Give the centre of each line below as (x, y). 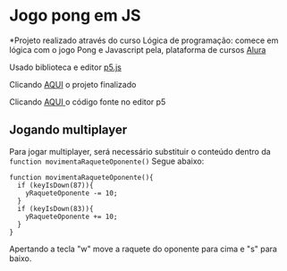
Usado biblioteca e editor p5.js (66, 67)
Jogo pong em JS (75, 16)
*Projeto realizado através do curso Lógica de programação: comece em (144, 40)
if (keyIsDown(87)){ (55, 185)
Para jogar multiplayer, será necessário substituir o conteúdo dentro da (140, 151)
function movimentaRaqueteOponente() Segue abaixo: (107, 161)
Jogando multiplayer (68, 130)
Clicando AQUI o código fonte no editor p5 (88, 102)
